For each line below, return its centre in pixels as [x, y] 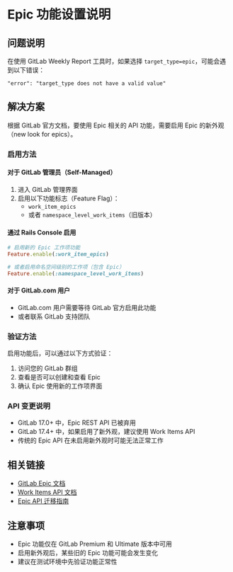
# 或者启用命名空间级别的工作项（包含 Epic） [66, 267]
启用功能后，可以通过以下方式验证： [60, 353]
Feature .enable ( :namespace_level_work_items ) [75, 273]
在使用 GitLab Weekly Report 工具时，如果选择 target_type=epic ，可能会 [114, 61]
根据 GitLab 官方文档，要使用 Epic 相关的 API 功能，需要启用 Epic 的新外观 [116, 125]
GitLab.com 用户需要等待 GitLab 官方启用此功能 [87, 307]
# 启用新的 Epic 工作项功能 [44, 248]
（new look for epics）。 [42, 134]
